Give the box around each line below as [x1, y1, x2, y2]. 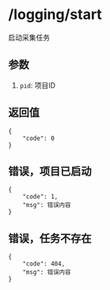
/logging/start [8, 6, 103, 24]
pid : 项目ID [19, 81, 56, 90]
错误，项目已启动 [8, 164, 92, 178]
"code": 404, [22, 260, 66, 268]
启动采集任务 [8, 32, 50, 42]
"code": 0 [22, 134, 55, 142]
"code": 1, [22, 193, 59, 201]
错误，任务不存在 [8, 232, 92, 245]
